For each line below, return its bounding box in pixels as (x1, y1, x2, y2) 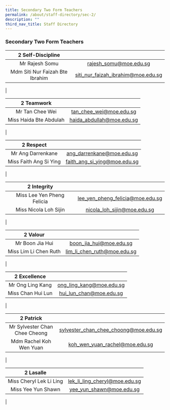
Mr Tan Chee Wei (16, 108, 57, 115)
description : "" (5, 17, 39, 22)
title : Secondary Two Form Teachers (5, 7, 82, 13)
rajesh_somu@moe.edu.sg (87, 60, 150, 67)
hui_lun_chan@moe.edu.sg (59, 290, 123, 297)
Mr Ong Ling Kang (8, 281, 52, 289)
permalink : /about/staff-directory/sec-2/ (5, 12, 96, 17)
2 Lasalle (24, 369, 47, 376)
